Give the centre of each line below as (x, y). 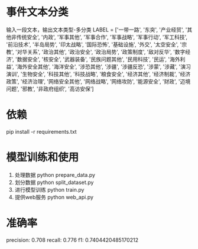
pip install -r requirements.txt (41, 131)
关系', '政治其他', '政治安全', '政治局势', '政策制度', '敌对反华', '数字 (106, 51)
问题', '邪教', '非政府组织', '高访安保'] (50, 89)
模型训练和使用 (43, 158)
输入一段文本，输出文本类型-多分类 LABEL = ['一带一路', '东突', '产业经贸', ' (97, 30)
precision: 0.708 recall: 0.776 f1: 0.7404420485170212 (72, 240)
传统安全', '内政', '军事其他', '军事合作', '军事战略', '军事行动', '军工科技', (102, 37)
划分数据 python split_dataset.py (54, 182)
